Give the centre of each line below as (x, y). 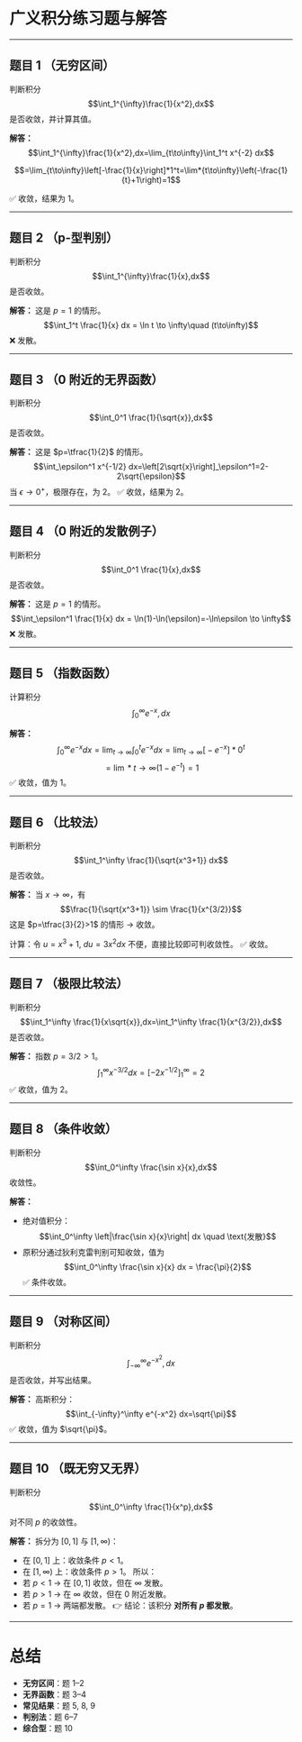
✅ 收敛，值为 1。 (40, 783)
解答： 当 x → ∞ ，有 (48, 895)
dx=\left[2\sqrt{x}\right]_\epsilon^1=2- (199, 467)
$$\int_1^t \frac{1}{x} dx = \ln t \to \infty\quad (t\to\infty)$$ (151, 324)
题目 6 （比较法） (58, 822)
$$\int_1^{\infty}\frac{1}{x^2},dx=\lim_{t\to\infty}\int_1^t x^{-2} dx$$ (151, 152)
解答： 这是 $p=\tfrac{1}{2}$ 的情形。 (79, 452)
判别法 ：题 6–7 (50, 1717)
